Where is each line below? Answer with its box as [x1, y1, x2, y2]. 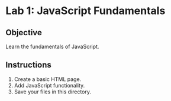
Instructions [5, 60, 51, 70]
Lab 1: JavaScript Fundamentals [5, 4, 166, 18]
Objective [5, 28, 43, 38]
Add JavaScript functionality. [14, 82, 85, 89]
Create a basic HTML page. [14, 75, 82, 83]
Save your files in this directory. [14, 88, 92, 95]
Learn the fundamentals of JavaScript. [5, 43, 99, 50]
